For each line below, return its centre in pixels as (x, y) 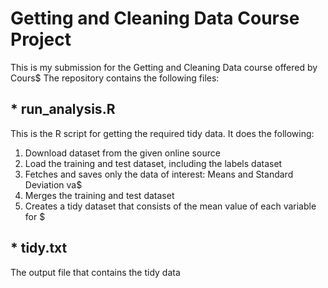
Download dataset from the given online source (122, 153)
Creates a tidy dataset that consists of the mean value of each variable (170, 206)
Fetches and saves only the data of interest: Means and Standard (159, 174)
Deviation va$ (53, 184)
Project (41, 39)
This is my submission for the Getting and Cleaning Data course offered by (164, 67)
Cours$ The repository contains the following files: (115, 78)
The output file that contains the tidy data (95, 272)
